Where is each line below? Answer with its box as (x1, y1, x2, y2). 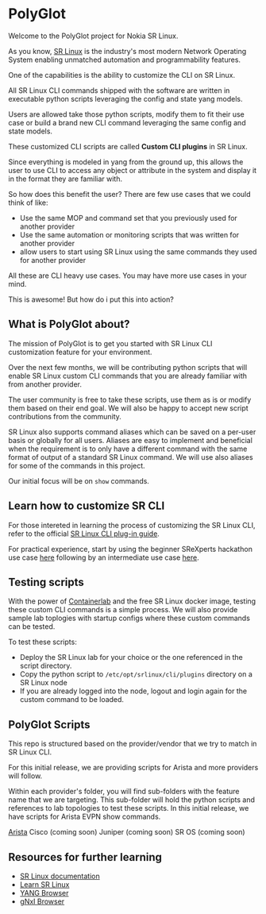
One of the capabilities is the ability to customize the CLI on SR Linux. (8, 70, 236, 79)
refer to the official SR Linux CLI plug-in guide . (8, 529, 160, 538)
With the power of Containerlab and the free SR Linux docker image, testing (8, 596, 256, 606)
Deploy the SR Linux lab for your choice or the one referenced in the (19, 653, 244, 662)
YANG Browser (19, 889, 69, 897)
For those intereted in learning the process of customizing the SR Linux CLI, (8, 520, 256, 530)
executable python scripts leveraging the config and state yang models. (8, 94, 243, 103)
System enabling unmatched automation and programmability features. (8, 55, 241, 64)
